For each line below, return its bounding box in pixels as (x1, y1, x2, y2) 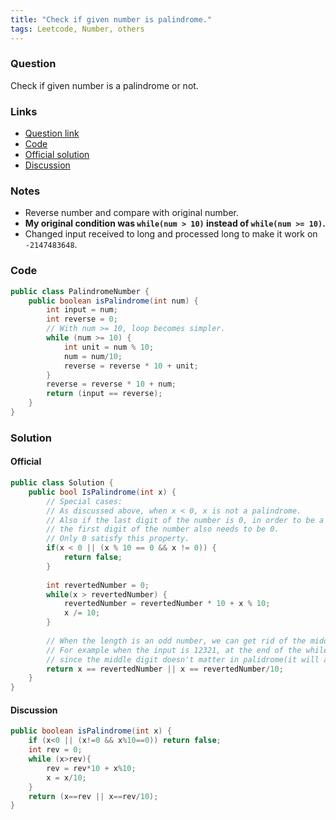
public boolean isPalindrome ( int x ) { (10, 726, 172, 736)
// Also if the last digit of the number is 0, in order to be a (46, 515, 325, 525)
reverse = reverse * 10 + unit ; (63, 361, 199, 371)
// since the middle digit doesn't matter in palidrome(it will (46, 654, 320, 665)
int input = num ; (46, 305, 118, 315)
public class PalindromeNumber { (10, 286, 150, 296)
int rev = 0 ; (28, 745, 83, 755)
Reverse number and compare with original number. (24, 207, 240, 219)
